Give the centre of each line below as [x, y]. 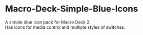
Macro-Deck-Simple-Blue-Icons [71, 9]
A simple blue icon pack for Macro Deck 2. [48, 22]
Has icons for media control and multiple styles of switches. [65, 27]
